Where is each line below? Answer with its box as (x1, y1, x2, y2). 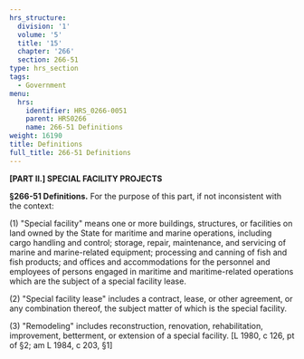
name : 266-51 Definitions (25, 123, 124, 132)
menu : (9, 89, 30, 98)
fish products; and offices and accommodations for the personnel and (9, 256, 271, 267)
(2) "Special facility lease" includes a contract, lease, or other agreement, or (9, 293, 293, 304)
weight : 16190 (9, 131, 63, 141)
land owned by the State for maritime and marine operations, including (9, 228, 272, 238)
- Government (17, 81, 67, 90)
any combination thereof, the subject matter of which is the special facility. (9, 303, 288, 314)
